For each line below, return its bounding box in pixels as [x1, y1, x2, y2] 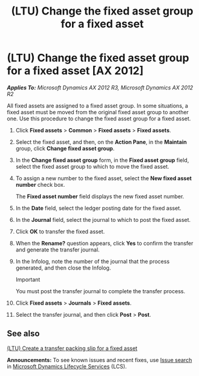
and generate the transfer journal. [15, 246, 100, 253]
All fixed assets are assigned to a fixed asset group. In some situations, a [7, 102, 188, 109]
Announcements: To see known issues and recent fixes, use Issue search [7, 356, 192, 363]
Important [15, 276, 41, 283]
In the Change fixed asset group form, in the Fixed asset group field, [15, 156, 189, 164]
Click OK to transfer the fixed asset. [15, 228, 105, 235]
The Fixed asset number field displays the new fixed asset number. [15, 192, 184, 200]
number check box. [15, 181, 65, 188]
